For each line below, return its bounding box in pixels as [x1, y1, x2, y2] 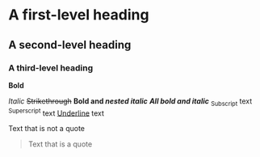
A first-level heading [8, 6, 149, 24]
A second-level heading [8, 38, 132, 52]
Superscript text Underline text [8, 107, 105, 118]
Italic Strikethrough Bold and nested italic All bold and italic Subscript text [8, 95, 253, 108]
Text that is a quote [27, 139, 93, 149]
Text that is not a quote [8, 124, 86, 134]
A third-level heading [8, 62, 94, 74]
